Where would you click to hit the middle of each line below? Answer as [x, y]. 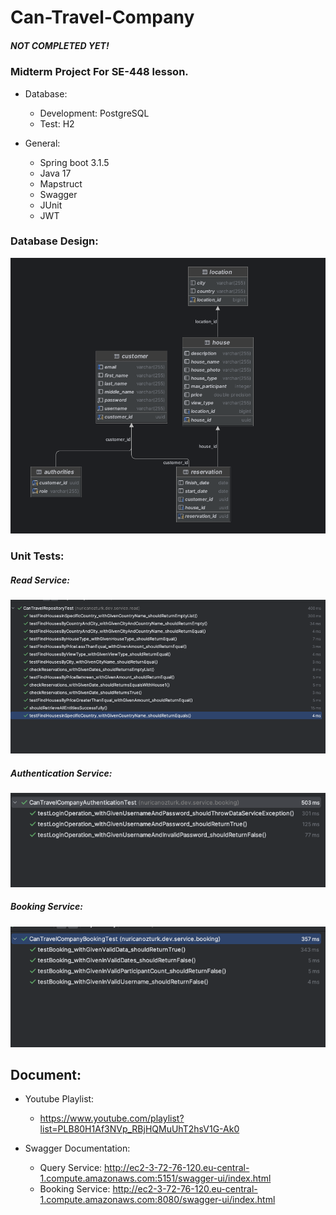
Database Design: [54, 241]
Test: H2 [57, 123]
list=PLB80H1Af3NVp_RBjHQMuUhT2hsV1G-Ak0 [139, 1129]
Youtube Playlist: [59, 1099]
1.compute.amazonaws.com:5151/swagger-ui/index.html [155, 1178]
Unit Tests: [37, 556]
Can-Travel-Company [102, 17]
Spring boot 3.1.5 [74, 162]
